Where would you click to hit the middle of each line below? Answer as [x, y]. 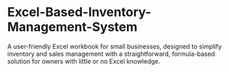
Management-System [73, 27]
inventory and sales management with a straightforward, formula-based [111, 54]
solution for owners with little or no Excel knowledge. [84, 61]
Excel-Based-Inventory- [79, 12]
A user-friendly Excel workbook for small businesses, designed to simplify [115, 46]
